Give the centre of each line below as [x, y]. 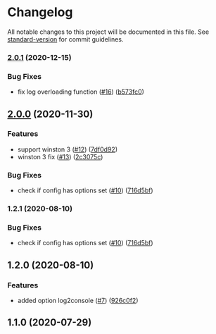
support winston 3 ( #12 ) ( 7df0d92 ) [68, 149]
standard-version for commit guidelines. [65, 39]
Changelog [40, 12]
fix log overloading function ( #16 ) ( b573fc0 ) [81, 92]
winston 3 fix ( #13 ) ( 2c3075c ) [60, 156]
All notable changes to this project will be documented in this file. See [108, 32]
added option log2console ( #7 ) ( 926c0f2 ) [78, 301]
